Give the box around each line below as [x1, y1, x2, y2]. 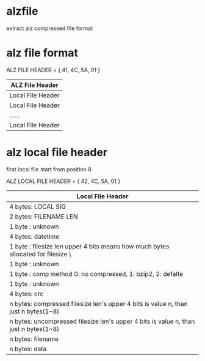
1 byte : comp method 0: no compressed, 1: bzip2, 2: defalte [9, 269, 184, 278]
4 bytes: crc [9, 289, 44, 298]
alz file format [6, 46, 78, 60]
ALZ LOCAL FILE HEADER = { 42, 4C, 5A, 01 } [6, 177, 121, 185]
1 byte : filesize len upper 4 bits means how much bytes [9, 242, 170, 250]
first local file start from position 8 [6, 165, 92, 173]
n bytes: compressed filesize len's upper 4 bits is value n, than [9, 299, 188, 308]
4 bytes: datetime [9, 232, 60, 240]
